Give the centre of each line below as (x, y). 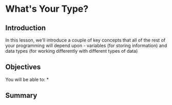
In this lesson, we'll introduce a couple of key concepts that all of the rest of (85, 40)
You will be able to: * (27, 79)
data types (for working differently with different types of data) (72, 51)
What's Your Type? (47, 9)
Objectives (23, 67)
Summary (21, 96)
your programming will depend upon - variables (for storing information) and (86, 46)
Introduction (26, 28)
